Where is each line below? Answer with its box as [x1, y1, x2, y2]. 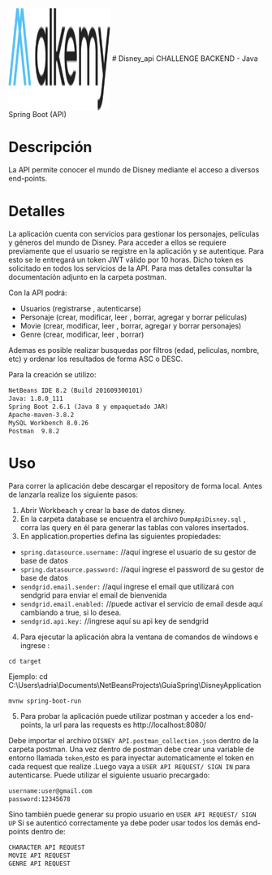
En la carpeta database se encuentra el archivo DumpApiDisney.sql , [19, 514, 246, 524]
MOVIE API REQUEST [8, 851, 71, 860]
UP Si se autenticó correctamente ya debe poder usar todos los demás [8, 817, 244, 828]
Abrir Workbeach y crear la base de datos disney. [19, 505, 187, 515]
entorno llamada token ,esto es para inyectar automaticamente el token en [8, 752, 254, 763]
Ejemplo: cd [8, 671, 49, 681]
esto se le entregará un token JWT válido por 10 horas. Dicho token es [8, 255, 244, 264]
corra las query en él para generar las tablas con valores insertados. [19, 522, 249, 532]
